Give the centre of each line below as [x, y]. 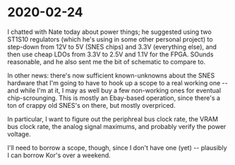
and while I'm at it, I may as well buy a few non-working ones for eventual [114, 90]
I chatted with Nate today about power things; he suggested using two [109, 32]
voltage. [19, 134]
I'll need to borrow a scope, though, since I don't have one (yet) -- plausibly [117, 147]
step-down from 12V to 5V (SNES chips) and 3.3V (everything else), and [112, 47]
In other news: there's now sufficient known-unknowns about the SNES [111, 75]
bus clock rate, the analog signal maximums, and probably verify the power [117, 126]
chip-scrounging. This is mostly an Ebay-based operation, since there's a [114, 98]
